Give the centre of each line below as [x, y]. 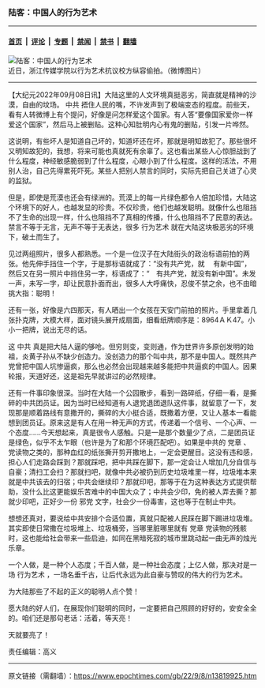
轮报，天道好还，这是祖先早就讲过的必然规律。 [84, 376]
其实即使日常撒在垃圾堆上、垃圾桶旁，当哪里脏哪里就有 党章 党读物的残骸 [127, 528]
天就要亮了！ [29, 634]
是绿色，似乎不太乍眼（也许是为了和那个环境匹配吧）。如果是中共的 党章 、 [129, 442]
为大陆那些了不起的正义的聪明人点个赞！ [74, 591]
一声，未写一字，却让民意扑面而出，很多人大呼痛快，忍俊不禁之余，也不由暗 [132, 283]
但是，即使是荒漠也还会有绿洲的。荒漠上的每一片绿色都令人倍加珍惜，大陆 [129, 197]
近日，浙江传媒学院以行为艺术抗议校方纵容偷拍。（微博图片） [106, 70]
